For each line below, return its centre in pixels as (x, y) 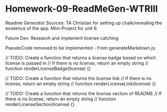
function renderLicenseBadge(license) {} (48, 68)
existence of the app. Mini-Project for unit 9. (52, 28)
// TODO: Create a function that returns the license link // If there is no (78, 78)
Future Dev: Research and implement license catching (62, 38)
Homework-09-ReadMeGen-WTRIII (82, 9)
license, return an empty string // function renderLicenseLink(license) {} (81, 84)
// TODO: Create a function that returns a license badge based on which (81, 58)
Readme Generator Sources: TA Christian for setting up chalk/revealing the (84, 23)
